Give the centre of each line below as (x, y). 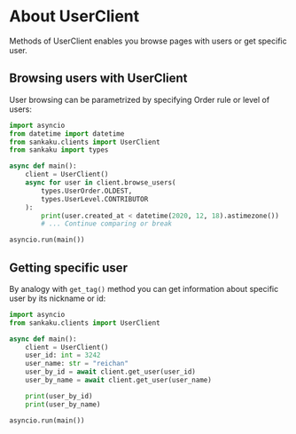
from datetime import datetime (67, 134)
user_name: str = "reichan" (77, 364)
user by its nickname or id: (58, 298)
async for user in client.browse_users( (101, 183)
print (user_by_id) (59, 396)
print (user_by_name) (63, 404)
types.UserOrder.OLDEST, (87, 191)
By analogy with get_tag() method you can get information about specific (144, 288)
